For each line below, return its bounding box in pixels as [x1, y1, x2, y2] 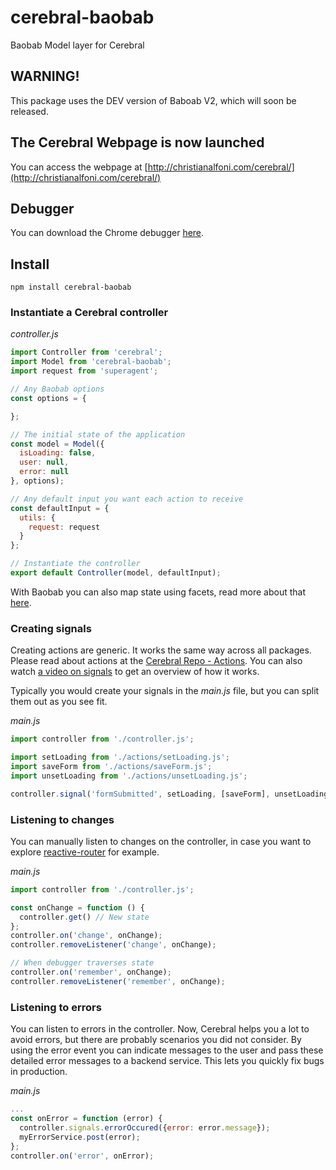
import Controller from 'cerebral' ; [10, 347, 163, 358]
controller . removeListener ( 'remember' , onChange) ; [10, 976, 226, 986]
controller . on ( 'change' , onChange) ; [10, 931, 163, 941]
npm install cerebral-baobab [10, 282, 132, 293]
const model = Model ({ [10, 439, 105, 449]
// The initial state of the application [10, 429, 186, 440]
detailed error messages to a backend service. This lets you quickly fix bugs [10, 1055, 325, 1067]
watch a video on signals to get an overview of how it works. [10, 666, 260, 678]
